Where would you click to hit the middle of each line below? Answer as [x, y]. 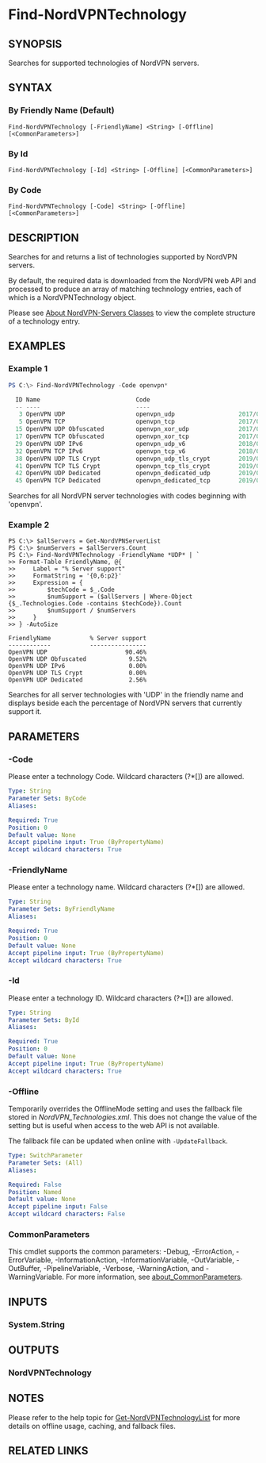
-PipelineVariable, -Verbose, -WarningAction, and [123, 1269]
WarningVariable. [36, 1277]
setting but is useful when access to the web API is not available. [114, 1126]
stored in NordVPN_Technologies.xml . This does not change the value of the [133, 1117]
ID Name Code [83, 399]
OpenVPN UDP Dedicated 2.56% [78, 680]
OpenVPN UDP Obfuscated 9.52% [78, 659]
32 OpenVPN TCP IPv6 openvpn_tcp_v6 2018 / [136, 451]
